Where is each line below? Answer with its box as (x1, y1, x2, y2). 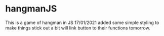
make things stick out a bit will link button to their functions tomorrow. (5, 24, 150, 30)
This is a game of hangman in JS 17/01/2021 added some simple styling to (5, 19, 159, 25)
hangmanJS (5, 3, 57, 14)
